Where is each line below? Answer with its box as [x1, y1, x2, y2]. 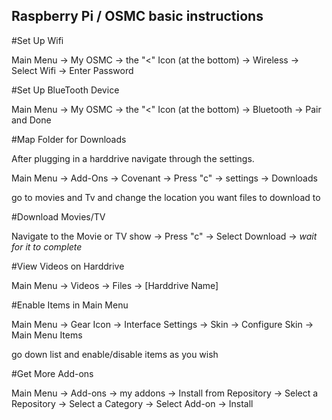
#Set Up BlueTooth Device [11, 84, 120, 96]
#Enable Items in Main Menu [11, 299, 129, 311]
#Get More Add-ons [11, 367, 94, 379]
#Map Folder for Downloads [11, 133, 127, 145]
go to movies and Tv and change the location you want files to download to [11, 191, 321, 203]
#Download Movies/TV [11, 210, 106, 223]
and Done [11, 114, 52, 126]
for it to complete [11, 240, 83, 253]
